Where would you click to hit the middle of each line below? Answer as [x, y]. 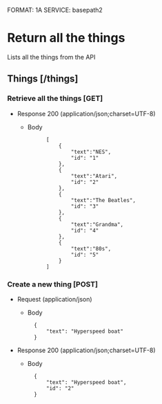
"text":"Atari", [94, 176]
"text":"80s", [91, 248]
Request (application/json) [54, 299]
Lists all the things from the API [51, 57]
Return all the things [66, 38]
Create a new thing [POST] [53, 284]
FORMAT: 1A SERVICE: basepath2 [55, 10]
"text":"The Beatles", [103, 200]
